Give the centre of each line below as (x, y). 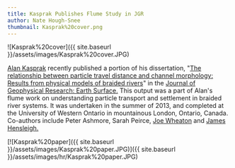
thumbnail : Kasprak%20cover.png (55, 27)
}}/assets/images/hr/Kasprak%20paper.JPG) (73, 157)
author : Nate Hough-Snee (44, 20)
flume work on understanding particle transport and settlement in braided (114, 98)
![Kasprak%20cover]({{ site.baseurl (59, 47)
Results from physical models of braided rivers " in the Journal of (102, 83)
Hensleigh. (23, 128)
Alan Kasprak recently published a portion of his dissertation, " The (104, 68)
